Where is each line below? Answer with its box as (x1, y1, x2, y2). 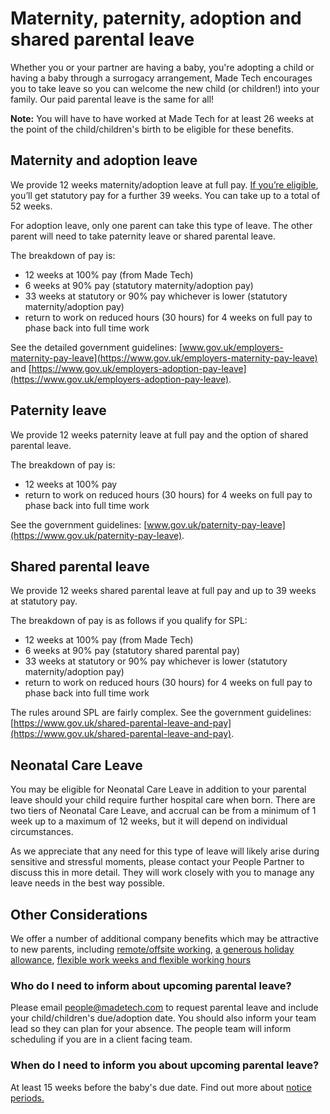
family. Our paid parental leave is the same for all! (10, 93, 215, 105)
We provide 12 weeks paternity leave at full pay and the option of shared (10, 428, 309, 441)
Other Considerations (10, 906, 148, 923)
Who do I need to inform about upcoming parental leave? (10, 978, 292, 992)
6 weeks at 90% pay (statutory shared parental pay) (24, 645, 241, 657)
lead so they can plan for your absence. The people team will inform (10, 1023, 292, 1035)
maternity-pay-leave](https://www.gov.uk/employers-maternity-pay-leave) (10, 352, 318, 364)
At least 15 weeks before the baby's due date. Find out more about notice (10, 1081, 312, 1093)
